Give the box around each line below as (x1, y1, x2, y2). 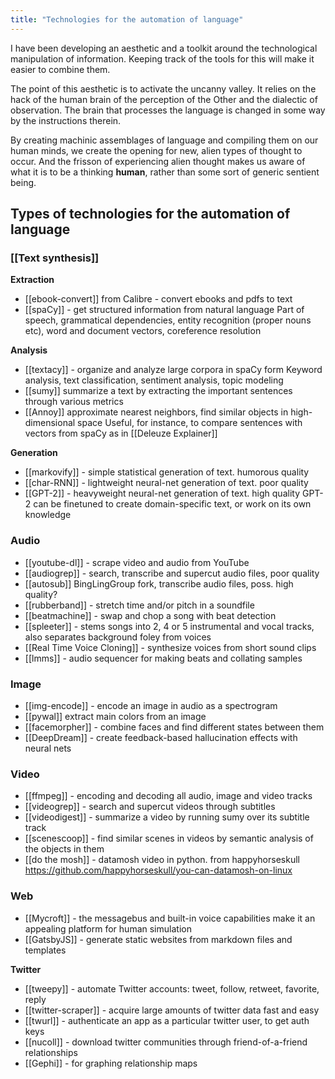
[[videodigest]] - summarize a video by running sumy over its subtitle (24, 811, 310, 823)
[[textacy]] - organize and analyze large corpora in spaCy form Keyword (24, 364, 323, 376)
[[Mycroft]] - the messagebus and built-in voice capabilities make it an (24, 912, 316, 924)
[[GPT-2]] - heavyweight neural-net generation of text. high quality (24, 487, 301, 500)
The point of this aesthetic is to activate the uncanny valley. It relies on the (10, 82, 317, 95)
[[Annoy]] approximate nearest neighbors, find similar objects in (24, 406, 289, 418)
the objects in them (24, 843, 105, 855)
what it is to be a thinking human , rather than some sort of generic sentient (10, 166, 320, 178)
